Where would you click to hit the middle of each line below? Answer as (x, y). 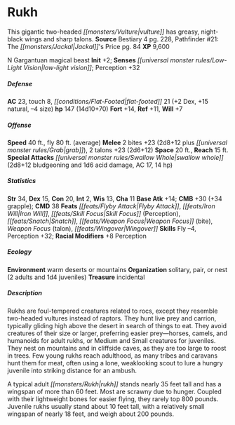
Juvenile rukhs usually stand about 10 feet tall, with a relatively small (106, 406)
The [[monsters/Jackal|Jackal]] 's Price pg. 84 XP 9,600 (88, 46)
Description (25, 293)
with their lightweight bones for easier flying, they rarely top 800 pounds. (113, 399)
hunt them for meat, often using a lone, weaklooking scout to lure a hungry (115, 363)
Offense (19, 125)
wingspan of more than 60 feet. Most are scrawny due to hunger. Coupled (115, 391)
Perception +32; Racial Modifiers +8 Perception (77, 236)
